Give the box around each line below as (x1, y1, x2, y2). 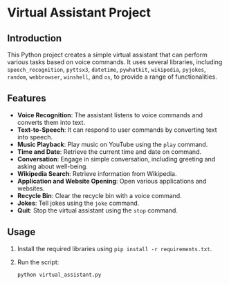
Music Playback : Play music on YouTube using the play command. (17, 140, 208, 148)
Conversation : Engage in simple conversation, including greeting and (17, 155, 216, 163)
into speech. (17, 132, 53, 141)
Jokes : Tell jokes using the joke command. (17, 199, 140, 207)
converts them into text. (17, 118, 85, 126)
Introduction (7, 32, 62, 44)
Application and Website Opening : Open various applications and (17, 177, 207, 185)
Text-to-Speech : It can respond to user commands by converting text (17, 126, 217, 134)
